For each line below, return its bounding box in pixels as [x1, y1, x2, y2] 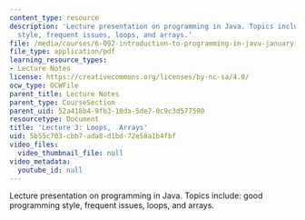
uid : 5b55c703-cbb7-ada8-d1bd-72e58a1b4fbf [9, 132, 177, 141]
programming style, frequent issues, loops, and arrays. [9, 200, 215, 211]
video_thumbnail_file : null [17, 148, 124, 157]
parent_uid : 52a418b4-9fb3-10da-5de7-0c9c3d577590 [9, 106, 205, 115]
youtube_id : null [17, 165, 84, 175]
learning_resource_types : [9, 55, 107, 65]
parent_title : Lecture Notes [9, 89, 120, 98]
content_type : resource [9, 13, 100, 23]
